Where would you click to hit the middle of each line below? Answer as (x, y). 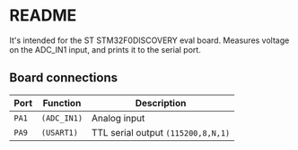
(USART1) (60, 132)
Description (161, 103)
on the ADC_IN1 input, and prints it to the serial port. (105, 49)
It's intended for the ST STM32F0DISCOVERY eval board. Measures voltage (149, 40)
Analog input (118, 118)
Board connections (64, 78)
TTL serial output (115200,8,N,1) (161, 132)
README (43, 16)
